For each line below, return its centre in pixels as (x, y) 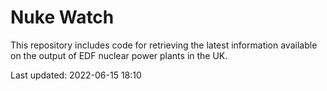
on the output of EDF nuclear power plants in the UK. (119, 55)
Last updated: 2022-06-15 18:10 (76, 75)
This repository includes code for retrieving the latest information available (164, 45)
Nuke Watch (62, 17)
